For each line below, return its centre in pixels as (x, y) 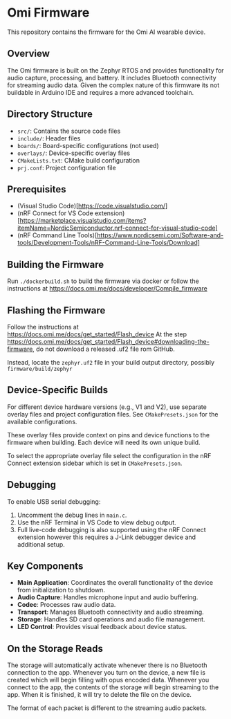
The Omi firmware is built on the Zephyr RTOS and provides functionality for (115, 70)
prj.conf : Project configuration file (66, 167)
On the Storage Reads (55, 648)
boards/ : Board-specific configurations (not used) (88, 145)
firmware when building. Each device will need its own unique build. (104, 442)
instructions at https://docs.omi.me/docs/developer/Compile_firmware (107, 289)
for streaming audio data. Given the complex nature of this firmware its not (113, 85)
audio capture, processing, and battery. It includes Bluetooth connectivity (112, 78)
